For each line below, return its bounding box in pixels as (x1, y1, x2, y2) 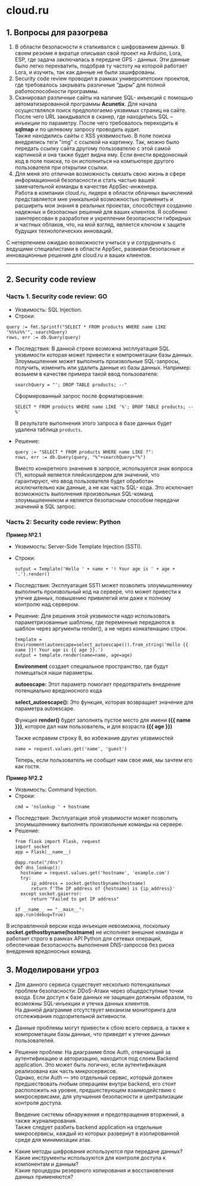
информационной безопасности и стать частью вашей (14, 177, 155, 183)
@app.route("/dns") (14, 859, 64, 865)
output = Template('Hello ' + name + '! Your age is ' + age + (14, 566, 176, 572)
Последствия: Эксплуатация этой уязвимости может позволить (14, 814, 178, 822)
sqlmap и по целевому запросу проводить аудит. (14, 126, 140, 133)
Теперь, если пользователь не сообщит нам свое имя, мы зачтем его (14, 756, 193, 764)
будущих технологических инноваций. (14, 228, 113, 234)
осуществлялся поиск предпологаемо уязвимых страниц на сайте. (14, 107, 187, 114)
